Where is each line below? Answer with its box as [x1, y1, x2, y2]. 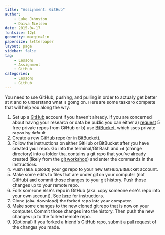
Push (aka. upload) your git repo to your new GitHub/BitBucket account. [12, 166, 159, 172]
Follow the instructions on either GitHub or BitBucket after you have [12, 140, 149, 146]
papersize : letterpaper [5, 39, 54, 44]
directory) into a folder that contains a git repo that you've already [12, 151, 146, 157]
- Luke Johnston [14, 16, 48, 21]
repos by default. [12, 130, 47, 135]
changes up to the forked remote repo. [12, 213, 91, 219]
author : [5, 12, 21, 17]
